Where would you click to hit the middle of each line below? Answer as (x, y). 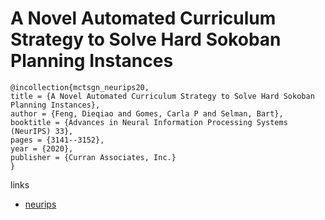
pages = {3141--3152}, (57, 140)
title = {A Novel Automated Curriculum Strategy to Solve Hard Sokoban (162, 96)
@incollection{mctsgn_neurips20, (80, 87)
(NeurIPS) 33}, (42, 131)
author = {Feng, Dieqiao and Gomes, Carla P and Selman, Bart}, (147, 113)
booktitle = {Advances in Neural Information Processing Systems (149, 122)
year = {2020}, (42, 148)
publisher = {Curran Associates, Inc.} (93, 157)
